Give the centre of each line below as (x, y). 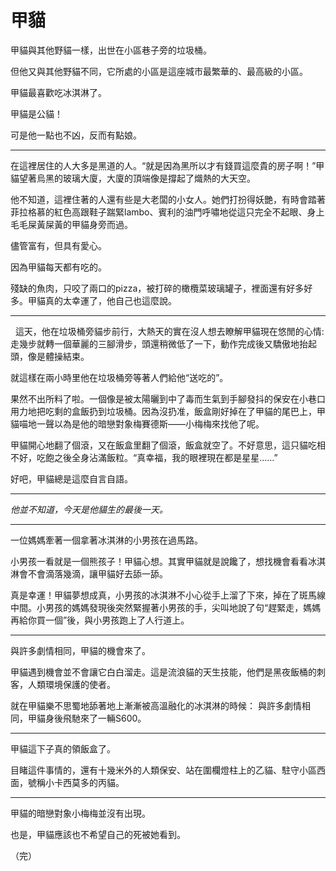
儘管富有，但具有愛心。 (58, 245)
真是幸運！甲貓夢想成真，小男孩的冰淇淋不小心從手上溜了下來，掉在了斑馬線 (168, 595)
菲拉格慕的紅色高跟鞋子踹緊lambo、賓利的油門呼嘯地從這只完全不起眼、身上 (167, 212)
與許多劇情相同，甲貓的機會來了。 (80, 650)
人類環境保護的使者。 (71, 684)
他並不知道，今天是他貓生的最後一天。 (89, 509)
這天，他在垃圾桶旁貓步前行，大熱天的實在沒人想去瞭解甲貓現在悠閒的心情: (169, 331)
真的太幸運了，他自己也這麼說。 (110, 300)
